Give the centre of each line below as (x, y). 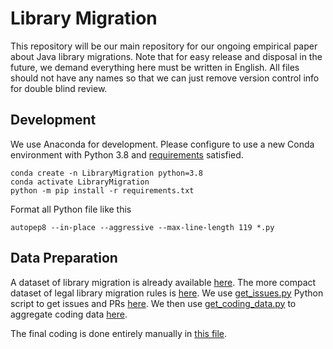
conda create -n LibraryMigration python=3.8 (106, 173)
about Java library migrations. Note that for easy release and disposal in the (166, 56)
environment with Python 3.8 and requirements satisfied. (127, 154)
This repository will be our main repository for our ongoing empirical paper (164, 46)
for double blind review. (59, 88)
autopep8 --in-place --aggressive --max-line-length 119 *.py (142, 227)
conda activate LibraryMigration (80, 182)
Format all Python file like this (71, 209)
